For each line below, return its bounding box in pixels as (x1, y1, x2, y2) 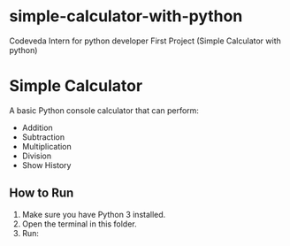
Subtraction (21, 131, 65, 142)
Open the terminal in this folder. (21, 219, 137, 229)
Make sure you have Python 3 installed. (21, 209, 166, 219)
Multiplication (21, 141, 72, 151)
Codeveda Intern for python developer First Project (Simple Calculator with (9, 35, 281, 46)
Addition (21, 122, 53, 133)
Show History (21, 159, 72, 170)
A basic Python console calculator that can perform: (9, 104, 199, 116)
